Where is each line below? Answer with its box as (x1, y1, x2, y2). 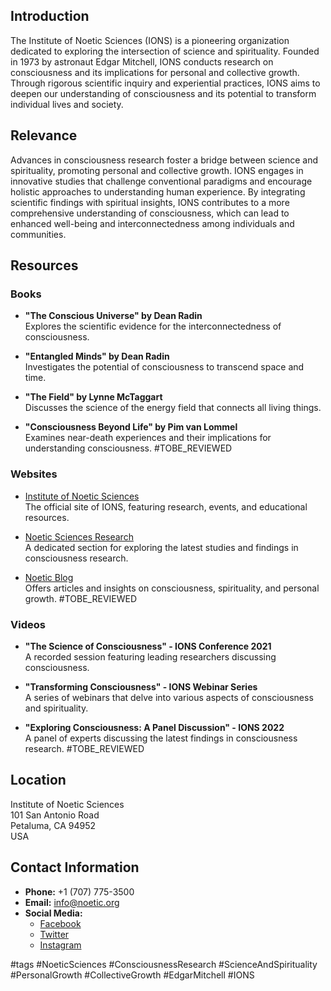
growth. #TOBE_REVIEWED (24, 592, 138, 604)
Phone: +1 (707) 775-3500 (24, 885, 135, 898)
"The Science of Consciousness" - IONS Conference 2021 (24, 640, 272, 652)
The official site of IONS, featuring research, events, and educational (24, 500, 308, 513)
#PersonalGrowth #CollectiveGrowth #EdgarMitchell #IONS (10, 969, 255, 981)
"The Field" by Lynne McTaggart (24, 391, 163, 403)
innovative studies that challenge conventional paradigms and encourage (10, 175, 313, 187)
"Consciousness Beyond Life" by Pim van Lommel (24, 421, 238, 433)
